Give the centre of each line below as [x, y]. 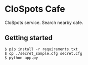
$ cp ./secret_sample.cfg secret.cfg [44, 53]
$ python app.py [21, 58]
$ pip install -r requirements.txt [41, 49]
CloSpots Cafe [35, 9]
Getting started [29, 38]
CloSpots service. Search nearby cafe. [44, 22]
